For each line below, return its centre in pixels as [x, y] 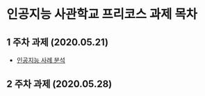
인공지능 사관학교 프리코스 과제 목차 [102, 14]
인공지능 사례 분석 [41, 60]
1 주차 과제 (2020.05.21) [58, 42]
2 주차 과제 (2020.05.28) [59, 84]
